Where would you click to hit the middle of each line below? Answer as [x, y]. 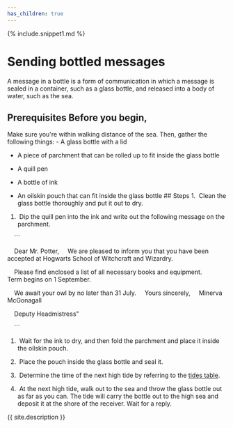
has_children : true [35, 14]
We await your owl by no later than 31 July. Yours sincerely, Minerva [118, 293]
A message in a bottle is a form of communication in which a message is [111, 81]
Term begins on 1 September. [49, 280]
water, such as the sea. [40, 95]
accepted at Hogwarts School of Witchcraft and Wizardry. [90, 259]
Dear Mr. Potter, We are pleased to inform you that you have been [111, 251]
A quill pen [33, 169]
